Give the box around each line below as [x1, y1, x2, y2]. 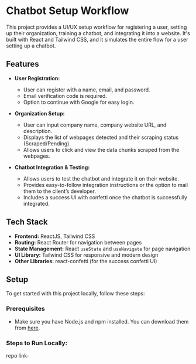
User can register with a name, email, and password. [23, 86, 150, 93]
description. [23, 127, 53, 134]
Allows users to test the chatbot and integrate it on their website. [23, 175, 180, 182]
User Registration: [14, 74, 60, 81]
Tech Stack [6, 217, 48, 227]
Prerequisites [6, 305, 45, 313]
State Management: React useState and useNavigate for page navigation [14, 245, 191, 252]
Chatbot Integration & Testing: [14, 164, 90, 171]
